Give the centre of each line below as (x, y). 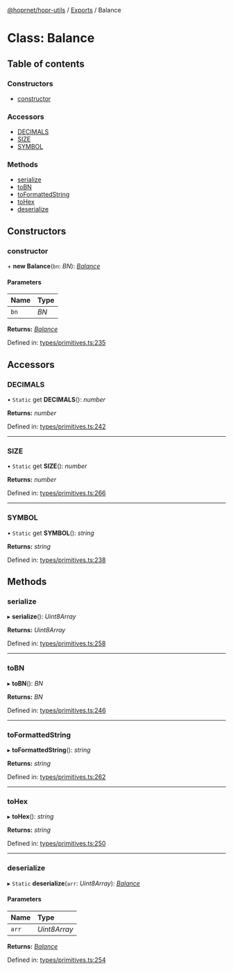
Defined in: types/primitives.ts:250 (57, 844)
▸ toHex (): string (31, 817)
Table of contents (46, 64)
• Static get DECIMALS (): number (57, 400)
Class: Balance (51, 38)
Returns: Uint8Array (36, 630)
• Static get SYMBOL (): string (51, 533)
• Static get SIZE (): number (47, 466)
